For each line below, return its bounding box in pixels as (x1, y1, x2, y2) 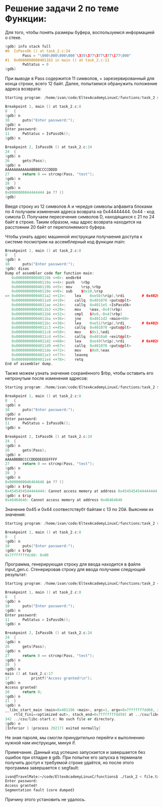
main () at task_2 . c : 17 (5, 671, 53, 676)
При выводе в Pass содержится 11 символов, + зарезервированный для (5, 76, 155, 81)
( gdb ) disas (5, 266, 29, 271)
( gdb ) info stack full (5, 44, 51, 49)
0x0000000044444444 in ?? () (5, 190, 64, 195)
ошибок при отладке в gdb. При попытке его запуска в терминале (5, 754, 143, 760)
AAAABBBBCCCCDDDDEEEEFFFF (5, 457, 57, 462)
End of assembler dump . (5, 361, 53, 366)
